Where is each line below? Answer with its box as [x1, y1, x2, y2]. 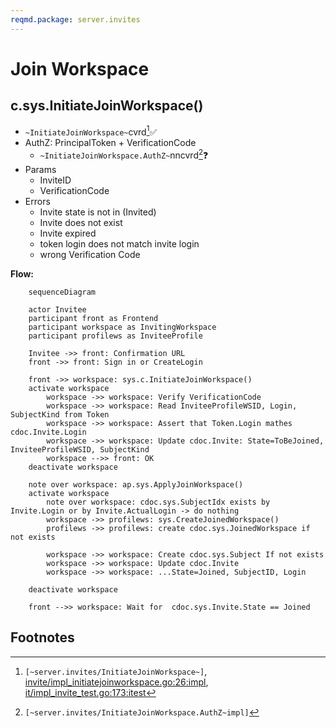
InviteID [39, 174, 72, 186]
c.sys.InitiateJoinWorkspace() [10, 97, 204, 115]
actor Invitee [28, 304, 87, 315]
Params [24, 163, 57, 175]
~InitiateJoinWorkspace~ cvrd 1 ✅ [24, 124, 158, 138]
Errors [24, 195, 51, 207]
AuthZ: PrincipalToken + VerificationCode [24, 137, 197, 149]
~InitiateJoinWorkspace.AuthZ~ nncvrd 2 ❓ [39, 147, 209, 161]
